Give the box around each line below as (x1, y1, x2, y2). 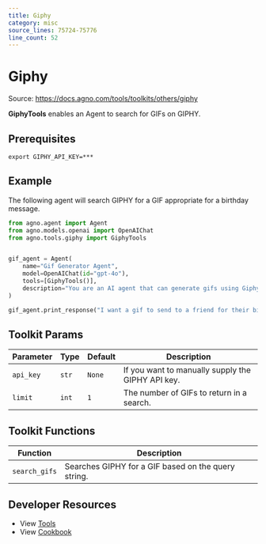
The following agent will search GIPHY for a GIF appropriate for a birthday (8, 195, 249, 205)
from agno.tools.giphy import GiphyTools (8, 234, 147, 242)
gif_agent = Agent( (8, 255, 73, 263)
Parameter (12, 351, 53, 362)
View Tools (19, 519, 56, 528)
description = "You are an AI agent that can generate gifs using (22, 284, 239, 293)
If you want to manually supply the (123, 365, 252, 376)
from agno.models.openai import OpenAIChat (8, 226, 154, 234)
